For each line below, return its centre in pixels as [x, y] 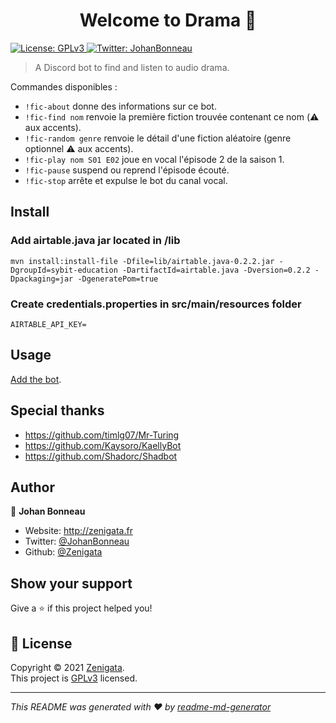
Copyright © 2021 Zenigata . [67, 667]
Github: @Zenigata [63, 552]
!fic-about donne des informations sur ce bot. [120, 106]
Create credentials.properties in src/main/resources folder [156, 304]
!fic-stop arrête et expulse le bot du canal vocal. [126, 180]
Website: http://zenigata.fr [78, 531]
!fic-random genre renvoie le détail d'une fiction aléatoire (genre [158, 138]
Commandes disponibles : [64, 86]
